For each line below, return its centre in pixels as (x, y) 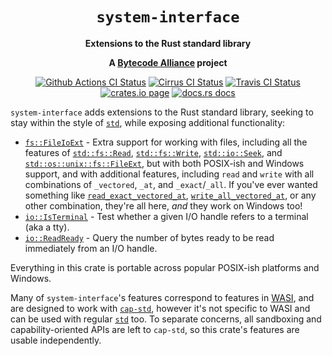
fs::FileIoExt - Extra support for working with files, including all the (166, 142)
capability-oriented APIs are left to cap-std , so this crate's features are (155, 329)
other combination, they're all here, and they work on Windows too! (163, 205)
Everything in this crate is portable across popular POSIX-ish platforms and (165, 267)
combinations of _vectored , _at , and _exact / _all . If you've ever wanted (171, 184)
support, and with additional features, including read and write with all (169, 174)
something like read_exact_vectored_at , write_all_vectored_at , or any (170, 195)
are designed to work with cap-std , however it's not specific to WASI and (160, 308)
